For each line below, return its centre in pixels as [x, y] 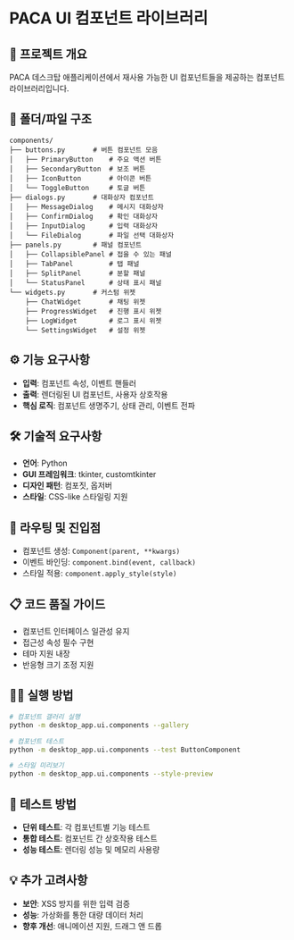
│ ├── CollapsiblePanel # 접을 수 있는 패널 [90, 254]
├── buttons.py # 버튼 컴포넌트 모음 [84, 150]
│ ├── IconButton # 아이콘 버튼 [81, 178]
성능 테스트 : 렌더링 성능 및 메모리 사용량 [91, 849]
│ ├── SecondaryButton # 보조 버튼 [78, 169]
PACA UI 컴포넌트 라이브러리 [109, 18]
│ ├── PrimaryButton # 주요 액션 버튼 [86, 159]
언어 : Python [45, 463]
